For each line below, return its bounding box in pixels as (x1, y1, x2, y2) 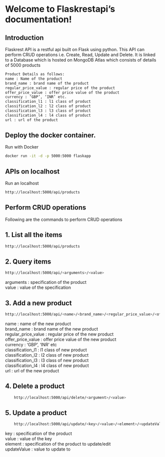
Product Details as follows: (5, 72, 65, 77)
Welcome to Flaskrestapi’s (5, 3, 115, 15)
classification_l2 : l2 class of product (5, 104, 91, 109)
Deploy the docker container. (5, 131, 96, 140)
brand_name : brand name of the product (5, 81, 89, 86)
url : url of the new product (5, 367, 59, 373)
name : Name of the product (5, 76, 63, 81)
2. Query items (5, 257, 52, 266)
